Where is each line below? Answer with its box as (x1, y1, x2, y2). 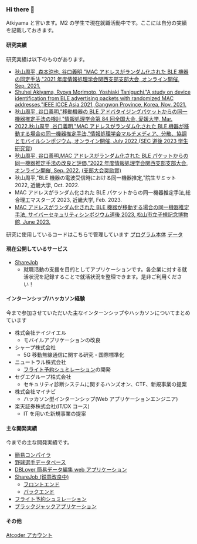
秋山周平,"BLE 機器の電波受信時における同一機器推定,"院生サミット (14, 174, 177, 181)
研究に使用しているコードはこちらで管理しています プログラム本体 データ (6, 231, 184, 238)
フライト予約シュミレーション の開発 (23, 366, 111, 373)
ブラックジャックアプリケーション (14, 503, 97, 510)
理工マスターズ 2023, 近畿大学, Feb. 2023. (19, 196, 122, 203)
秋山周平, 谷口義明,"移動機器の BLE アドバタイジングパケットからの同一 (14, 108, 188, 115)
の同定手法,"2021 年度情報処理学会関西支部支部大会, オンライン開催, (14, 75, 180, 82)
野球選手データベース (14, 459, 66, 466)
